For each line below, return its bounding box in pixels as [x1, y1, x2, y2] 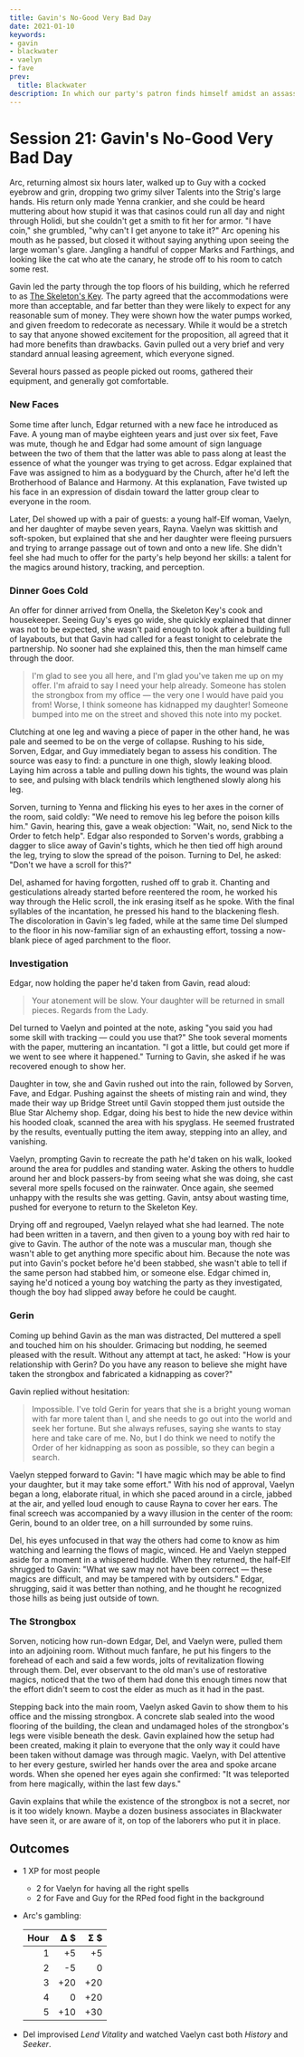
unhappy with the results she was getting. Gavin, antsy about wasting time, [9, 1192, 290, 1203]
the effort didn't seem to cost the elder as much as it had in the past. [9, 1683, 265, 1694]
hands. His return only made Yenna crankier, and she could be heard [9, 196, 265, 207]
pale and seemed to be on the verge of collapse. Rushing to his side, [9, 736, 265, 747]
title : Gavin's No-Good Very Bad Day [9, 13, 152, 23]
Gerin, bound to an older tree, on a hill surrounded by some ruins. [9, 1517, 253, 1528]
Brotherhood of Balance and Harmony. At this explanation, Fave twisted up [9, 476, 288, 487]
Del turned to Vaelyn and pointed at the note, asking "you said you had [9, 1022, 273, 1033]
